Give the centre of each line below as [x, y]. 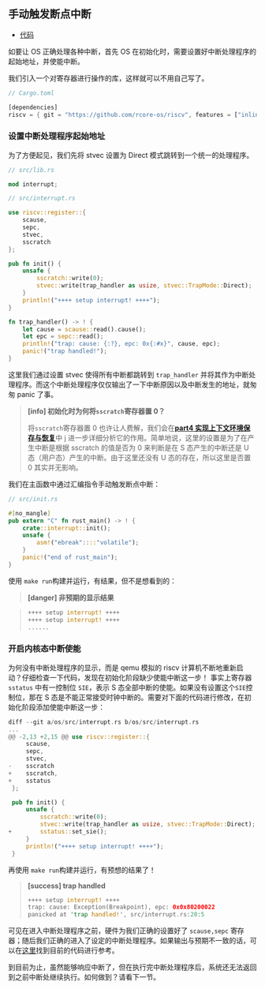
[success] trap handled [66, 886]
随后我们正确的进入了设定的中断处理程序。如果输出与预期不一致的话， [136, 941]
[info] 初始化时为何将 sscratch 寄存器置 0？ [96, 411]
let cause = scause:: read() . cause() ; [84, 329]
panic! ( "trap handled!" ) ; [65, 351]
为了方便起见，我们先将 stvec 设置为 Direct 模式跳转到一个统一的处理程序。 [131, 155]
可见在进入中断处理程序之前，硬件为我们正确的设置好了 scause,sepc [118, 931]
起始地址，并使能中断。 [46, 61]
